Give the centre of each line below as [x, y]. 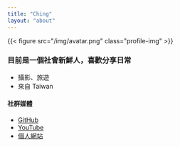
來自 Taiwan [35, 86]
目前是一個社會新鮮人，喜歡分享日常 [69, 60]
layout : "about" [31, 21]
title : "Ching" [30, 14]
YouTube [31, 127]
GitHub [28, 120]
